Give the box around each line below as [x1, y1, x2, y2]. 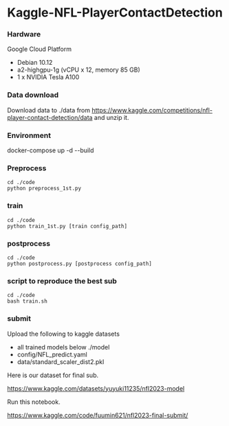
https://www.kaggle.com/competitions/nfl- [91, 105, 213, 114]
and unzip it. [94, 113, 129, 121]
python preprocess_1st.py [7, 185, 81, 192]
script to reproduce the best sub [7, 276, 117, 285]
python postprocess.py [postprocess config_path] [7, 260, 153, 267]
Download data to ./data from [7, 105, 91, 114]
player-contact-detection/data [7, 113, 93, 121]
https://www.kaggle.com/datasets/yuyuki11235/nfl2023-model [7, 384, 185, 392]
